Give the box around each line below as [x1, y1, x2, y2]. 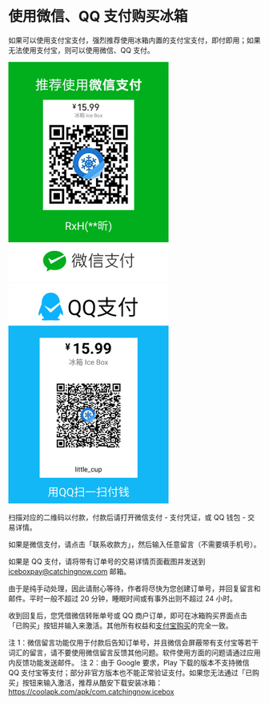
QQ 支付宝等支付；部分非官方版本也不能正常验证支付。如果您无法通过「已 [8, 667, 253, 678]
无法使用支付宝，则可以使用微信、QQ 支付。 [8, 45, 155, 55]
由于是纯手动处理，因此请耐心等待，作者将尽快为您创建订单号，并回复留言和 [8, 583, 261, 593]
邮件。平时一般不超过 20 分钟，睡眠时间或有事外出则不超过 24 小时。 [8, 593, 238, 603]
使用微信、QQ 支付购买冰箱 [8, 7, 188, 26]
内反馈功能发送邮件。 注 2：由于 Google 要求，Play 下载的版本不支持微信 [8, 657, 250, 667]
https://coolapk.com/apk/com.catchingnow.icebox [8, 686, 175, 696]
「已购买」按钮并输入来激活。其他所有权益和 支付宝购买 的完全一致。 [8, 621, 233, 630]
